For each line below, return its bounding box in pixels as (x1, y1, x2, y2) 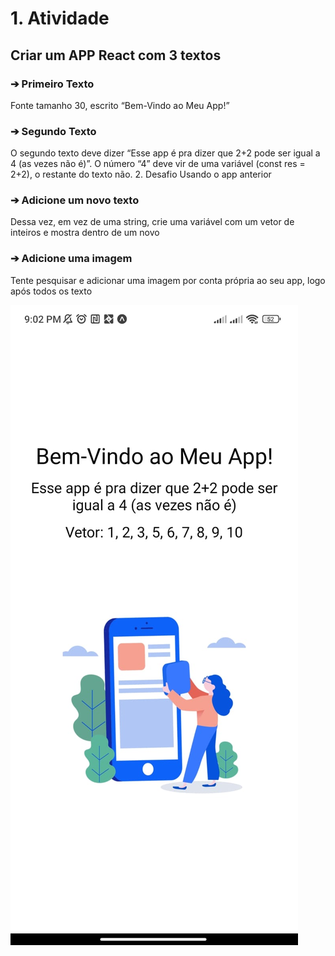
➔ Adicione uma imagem (10, 252, 133, 266)
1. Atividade (10, 7, 110, 30)
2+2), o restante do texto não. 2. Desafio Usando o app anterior (10, 168, 272, 181)
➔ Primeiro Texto (10, 77, 95, 91)
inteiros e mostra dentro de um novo (10, 227, 160, 239)
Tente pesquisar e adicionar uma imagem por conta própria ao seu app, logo (10, 274, 326, 286)
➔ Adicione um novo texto (10, 193, 140, 207)
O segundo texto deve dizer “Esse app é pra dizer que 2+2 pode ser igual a (10, 147, 321, 159)
